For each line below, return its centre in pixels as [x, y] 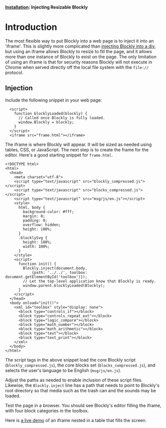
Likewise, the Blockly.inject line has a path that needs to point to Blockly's [82, 385]
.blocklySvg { [33, 238]
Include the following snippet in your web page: [54, 100]
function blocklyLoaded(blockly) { [51, 114]
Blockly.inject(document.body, [55, 268]
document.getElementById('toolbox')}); [46, 277]
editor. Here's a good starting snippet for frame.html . [59, 155]
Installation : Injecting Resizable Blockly [47, 7]
